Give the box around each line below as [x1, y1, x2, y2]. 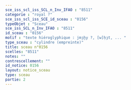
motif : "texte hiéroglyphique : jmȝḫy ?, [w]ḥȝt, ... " [5, 35, 126, 40]
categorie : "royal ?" [5, 12, 52, 17]
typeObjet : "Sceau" [5, 21, 48, 26]
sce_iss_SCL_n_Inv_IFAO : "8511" [5, 26, 75, 31]
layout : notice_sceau [5, 68, 50, 73]
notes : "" [5, 53, 26, 59]
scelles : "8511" [5, 49, 39, 54]
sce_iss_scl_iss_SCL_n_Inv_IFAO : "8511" [5, 7, 93, 12]
